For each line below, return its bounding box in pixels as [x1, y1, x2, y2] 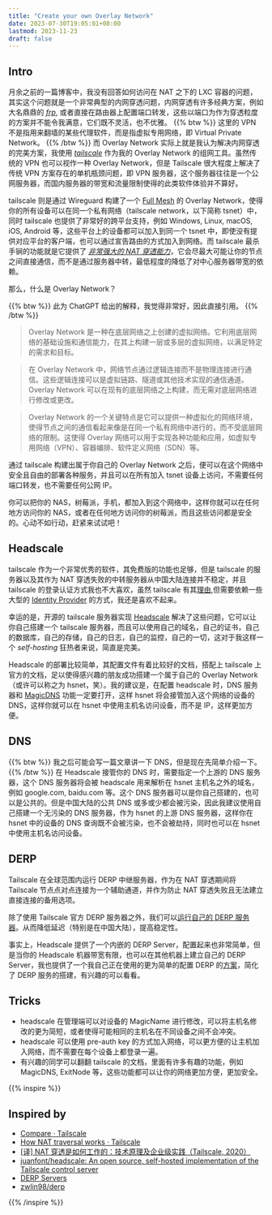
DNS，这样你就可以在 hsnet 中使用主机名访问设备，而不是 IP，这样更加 [8, 700, 246, 710]
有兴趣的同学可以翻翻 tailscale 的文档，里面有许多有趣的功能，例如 [19, 1057, 244, 1067]
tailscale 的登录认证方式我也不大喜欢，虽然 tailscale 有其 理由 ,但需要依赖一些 [8, 584, 263, 594]
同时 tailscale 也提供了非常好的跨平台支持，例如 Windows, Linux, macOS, [8, 216, 253, 226]
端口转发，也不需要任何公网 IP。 [8, 480, 117, 490]
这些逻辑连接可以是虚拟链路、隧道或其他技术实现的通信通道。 [42, 375, 249, 385]
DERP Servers [19, 1174, 67, 1183]
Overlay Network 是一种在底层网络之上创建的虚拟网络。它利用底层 [28, 327, 250, 337]
